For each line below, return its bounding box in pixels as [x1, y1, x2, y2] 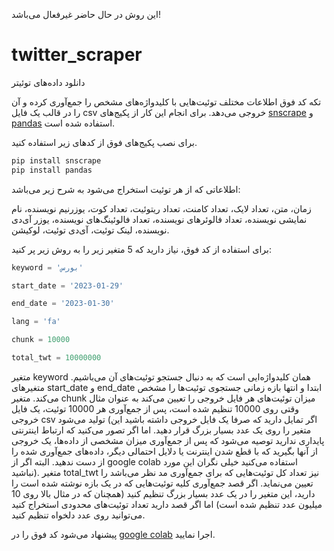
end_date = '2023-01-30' [11, 299, 115, 309]
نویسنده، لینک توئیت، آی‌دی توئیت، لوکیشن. [11, 224, 170, 236]
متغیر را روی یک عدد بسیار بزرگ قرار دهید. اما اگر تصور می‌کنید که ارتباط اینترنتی [11, 424, 312, 436]
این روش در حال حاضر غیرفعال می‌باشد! [11, 9, 161, 20]
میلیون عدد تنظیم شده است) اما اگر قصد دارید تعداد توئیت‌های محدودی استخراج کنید [11, 498, 323, 510]
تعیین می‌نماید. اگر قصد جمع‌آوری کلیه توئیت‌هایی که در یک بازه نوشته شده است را [11, 477, 314, 489]
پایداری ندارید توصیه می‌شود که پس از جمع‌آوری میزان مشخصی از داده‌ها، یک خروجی [11, 434, 325, 446]
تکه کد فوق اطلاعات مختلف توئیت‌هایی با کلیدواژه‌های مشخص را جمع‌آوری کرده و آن [11, 95, 322, 108]
